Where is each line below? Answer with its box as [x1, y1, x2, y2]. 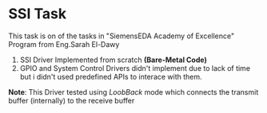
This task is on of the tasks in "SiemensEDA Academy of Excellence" [8, 31, 234, 41]
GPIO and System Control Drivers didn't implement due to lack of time [19, 63, 250, 72]
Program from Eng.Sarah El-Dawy [8, 39, 120, 49]
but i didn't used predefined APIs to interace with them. [19, 72, 202, 81]
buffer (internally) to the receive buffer [8, 95, 135, 105]
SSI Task [8, 5, 66, 23]
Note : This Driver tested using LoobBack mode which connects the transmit [8, 87, 259, 96]
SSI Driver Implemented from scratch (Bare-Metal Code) [19, 55, 208, 64]
